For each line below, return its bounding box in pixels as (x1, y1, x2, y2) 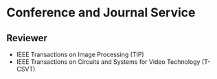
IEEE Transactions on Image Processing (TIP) (16, 50, 145, 58)
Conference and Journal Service (6, 5, 196, 21)
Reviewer (6, 32, 47, 44)
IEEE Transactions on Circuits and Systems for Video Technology (16, 58, 201, 66)
